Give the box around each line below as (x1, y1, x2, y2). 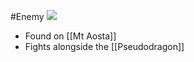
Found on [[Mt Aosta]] (24, 30, 117, 42)
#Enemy (10, 11, 45, 22)
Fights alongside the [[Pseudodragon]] (24, 41, 185, 52)
